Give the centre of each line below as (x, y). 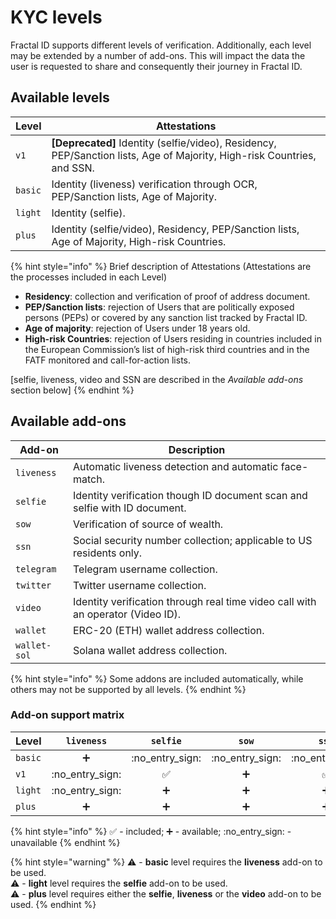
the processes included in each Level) (88, 277)
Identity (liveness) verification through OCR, (154, 184)
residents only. (107, 553)
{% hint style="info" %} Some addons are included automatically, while (157, 678)
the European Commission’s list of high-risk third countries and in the (167, 349)
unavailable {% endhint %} (65, 842)
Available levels (60, 97)
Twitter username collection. (139, 585)
